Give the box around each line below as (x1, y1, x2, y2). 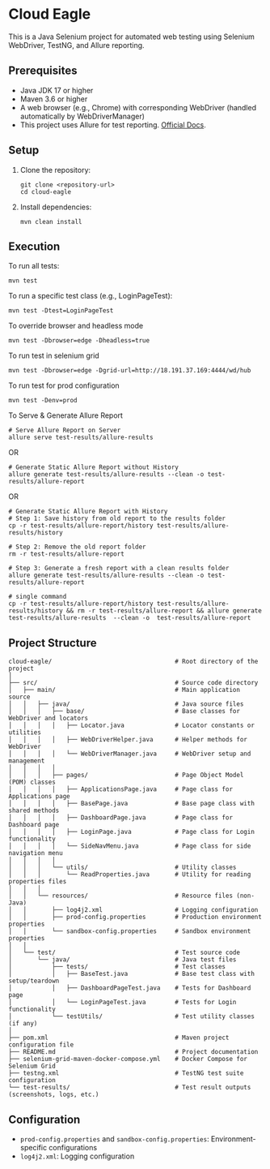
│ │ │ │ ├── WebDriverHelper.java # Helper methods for (8, 736, 248, 744)
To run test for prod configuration (8, 380, 120, 390)
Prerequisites (8, 64, 78, 78)
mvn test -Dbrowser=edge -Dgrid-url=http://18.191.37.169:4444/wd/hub (8, 367, 251, 375)
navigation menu (8, 849, 63, 857)
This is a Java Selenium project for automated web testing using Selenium (8, 32, 255, 41)
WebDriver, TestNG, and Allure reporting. (8, 40, 145, 49)
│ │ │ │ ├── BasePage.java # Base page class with (8, 800, 255, 808)
